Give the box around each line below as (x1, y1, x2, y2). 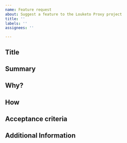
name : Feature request (5, 7, 52, 12)
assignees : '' (5, 26, 34, 30)
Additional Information (5, 131, 76, 140)
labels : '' (5, 21, 28, 26)
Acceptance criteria (5, 115, 67, 123)
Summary (5, 64, 36, 73)
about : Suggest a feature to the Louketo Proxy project (5, 12, 122, 17)
